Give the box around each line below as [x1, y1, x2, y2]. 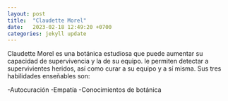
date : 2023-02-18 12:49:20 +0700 [7, 23, 112, 30]
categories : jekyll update [7, 30, 87, 37]
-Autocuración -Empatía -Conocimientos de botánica [7, 85, 162, 94]
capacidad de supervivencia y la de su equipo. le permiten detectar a [7, 57, 209, 66]
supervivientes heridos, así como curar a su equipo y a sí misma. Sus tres [7, 64, 222, 73]
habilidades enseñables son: [7, 72, 90, 81]
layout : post [7, 10, 46, 18]
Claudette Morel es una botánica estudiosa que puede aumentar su [7, 49, 203, 58]
